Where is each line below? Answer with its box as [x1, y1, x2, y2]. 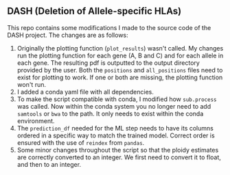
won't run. [16, 80, 47, 88]
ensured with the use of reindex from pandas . [16, 138, 145, 146]
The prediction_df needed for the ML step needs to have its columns [16, 124, 214, 132]
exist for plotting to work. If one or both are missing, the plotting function [16, 73, 223, 81]
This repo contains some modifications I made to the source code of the [7, 23, 211, 31]
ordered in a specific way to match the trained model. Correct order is [16, 131, 215, 139]
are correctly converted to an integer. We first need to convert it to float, [16, 153, 222, 161]
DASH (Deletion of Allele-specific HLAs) [7, 5, 182, 17]
